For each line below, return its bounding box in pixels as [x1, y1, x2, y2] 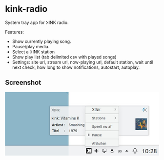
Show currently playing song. [12, 38, 72, 44]
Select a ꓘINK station [12, 49, 55, 55]
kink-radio [5, 3, 48, 15]
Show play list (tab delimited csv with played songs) [12, 54, 117, 60]
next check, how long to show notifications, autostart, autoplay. [12, 64, 140, 70]
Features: [5, 29, 24, 35]
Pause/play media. [12, 43, 50, 49]
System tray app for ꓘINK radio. [5, 20, 69, 25]
